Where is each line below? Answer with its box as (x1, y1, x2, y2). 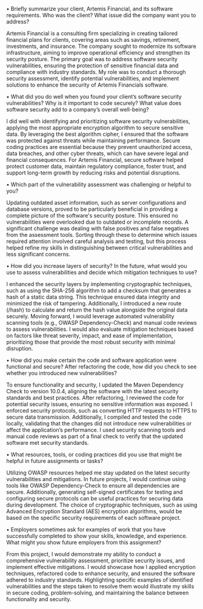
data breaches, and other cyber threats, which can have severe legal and (6, 150, 189, 157)
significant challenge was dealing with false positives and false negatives (6, 225, 189, 232)
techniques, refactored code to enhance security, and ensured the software (6, 570, 196, 577)
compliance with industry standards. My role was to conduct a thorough (6, 68, 186, 75)
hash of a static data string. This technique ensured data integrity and (6, 293, 181, 301)
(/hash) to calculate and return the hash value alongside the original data (6, 306, 188, 313)
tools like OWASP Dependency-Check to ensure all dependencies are (6, 482, 180, 489)
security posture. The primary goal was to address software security (6, 56, 178, 62)
